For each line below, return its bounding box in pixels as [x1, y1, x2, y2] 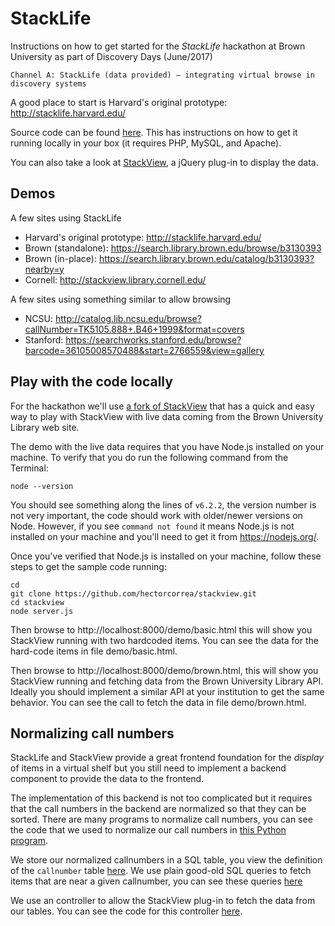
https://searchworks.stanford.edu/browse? [65, 333, 242, 346]
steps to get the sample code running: [10, 560, 167, 572]
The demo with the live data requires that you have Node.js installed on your [10, 440, 325, 452]
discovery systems [10, 78, 87, 89]
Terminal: [10, 462, 49, 474]
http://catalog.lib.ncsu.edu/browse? [54, 312, 202, 324]
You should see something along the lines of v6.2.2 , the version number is [10, 498, 317, 511]
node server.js [10, 606, 74, 616]
